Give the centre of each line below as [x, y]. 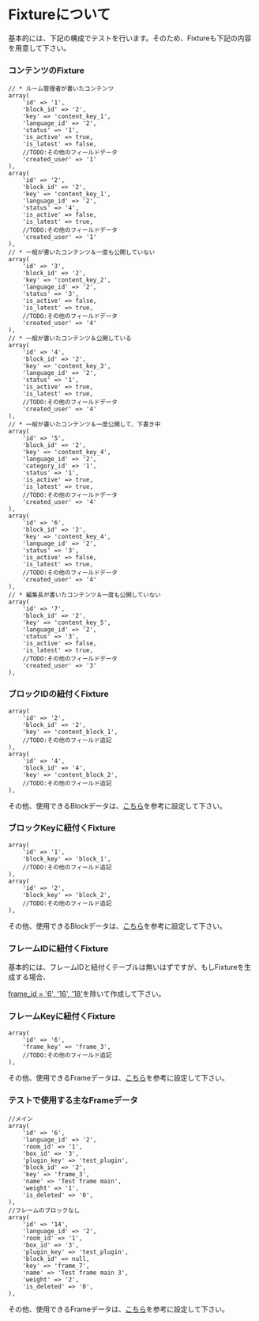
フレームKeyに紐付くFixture [62, 1016]
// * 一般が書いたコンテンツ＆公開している [70, 339]
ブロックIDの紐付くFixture [58, 694]
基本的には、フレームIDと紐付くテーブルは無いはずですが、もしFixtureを [126, 967]
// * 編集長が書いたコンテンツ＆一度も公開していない [84, 595]
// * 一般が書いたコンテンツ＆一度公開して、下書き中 [84, 425]
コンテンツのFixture [47, 70]
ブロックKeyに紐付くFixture [62, 828]
